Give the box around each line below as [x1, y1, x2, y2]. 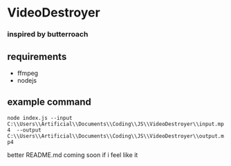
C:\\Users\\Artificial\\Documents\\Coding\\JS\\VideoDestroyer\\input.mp [7, 121, 225, 127]
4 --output [7, 126, 41, 134]
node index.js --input [7, 114, 73, 121]
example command [7, 96, 92, 108]
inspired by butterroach [7, 30, 89, 39]
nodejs [17, 76, 37, 84]
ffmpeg [17, 69, 39, 77]
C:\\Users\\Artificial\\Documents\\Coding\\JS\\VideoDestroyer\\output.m [7, 132, 225, 139]
